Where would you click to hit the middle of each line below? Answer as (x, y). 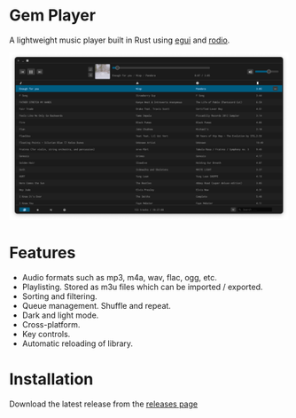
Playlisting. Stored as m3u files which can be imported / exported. (142, 287)
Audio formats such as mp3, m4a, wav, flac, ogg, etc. (119, 278)
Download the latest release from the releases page (103, 404)
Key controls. (46, 335)
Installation (51, 379)
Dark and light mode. (60, 315)
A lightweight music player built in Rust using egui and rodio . (120, 40)
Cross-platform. (51, 325)
